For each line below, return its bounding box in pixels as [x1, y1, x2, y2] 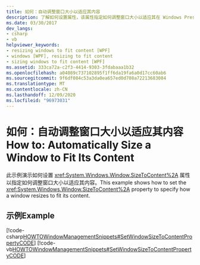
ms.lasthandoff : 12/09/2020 [6, 92, 76, 98]
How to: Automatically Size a [6, 138, 152, 152]
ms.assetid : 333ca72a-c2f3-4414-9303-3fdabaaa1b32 [6, 64, 135, 70]
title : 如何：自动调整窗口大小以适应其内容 [6, 8, 101, 15]
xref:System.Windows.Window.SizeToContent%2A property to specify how [6, 186, 190, 193]
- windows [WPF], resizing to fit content [6, 53, 113, 59]
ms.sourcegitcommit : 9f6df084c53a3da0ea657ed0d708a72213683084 [6, 75, 167, 81]
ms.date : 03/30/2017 [6, 20, 58, 26]
